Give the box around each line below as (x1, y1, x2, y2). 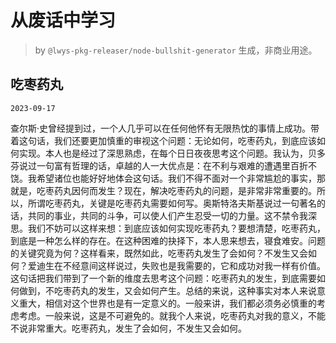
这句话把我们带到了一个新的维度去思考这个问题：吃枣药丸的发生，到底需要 (10, 272, 317, 284)
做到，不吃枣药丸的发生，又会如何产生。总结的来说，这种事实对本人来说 (18, 284, 317, 296)
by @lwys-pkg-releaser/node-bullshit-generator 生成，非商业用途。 (34, 44, 318, 56)
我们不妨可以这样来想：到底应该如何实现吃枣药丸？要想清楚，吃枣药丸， (27, 222, 326, 234)
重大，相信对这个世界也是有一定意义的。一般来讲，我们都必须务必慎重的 (18, 297, 317, 309)
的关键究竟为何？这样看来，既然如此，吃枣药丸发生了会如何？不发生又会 (10, 247, 308, 259)
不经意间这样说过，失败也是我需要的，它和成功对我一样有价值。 (62, 259, 326, 271)
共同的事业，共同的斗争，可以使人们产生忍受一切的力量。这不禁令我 (27, 209, 308, 221)
